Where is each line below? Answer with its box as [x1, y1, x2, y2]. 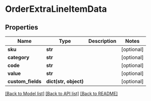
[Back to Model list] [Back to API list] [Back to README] [5, 91, 118, 97]
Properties [5, 23, 38, 32]
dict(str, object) [46, 78, 84, 85]
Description [88, 38, 117, 44]
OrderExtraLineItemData [5, 3, 107, 15]
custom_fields [7, 78, 42, 85]
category [7, 54, 30, 61]
